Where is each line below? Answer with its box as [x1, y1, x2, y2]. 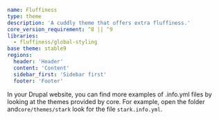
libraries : [7, 32, 39, 40]
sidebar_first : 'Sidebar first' [13, 71, 107, 78]
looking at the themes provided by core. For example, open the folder [7, 97, 205, 105]
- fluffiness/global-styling [13, 39, 98, 46]
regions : [7, 52, 33, 59]
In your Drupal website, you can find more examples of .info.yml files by [7, 90, 213, 98]
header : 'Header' [13, 58, 64, 65]
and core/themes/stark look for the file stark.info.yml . [7, 105, 163, 113]
